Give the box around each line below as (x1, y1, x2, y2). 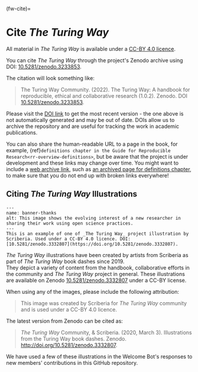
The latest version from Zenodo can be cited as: (6, 317, 123, 325)
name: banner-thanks (6, 210, 57, 216)
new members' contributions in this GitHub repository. (6, 359, 138, 366)
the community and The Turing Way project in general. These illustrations (6, 270, 185, 277)
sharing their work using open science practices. (6, 220, 134, 226)
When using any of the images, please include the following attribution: (6, 288, 179, 295)
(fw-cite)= (6, 5, 31, 12)
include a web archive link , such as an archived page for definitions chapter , (6, 165, 191, 172)
